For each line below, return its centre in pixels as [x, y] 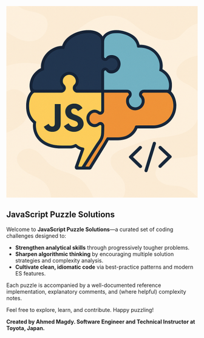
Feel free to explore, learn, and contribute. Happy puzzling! [80, 309]
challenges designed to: [36, 236]
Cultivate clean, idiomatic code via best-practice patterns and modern [104, 267]
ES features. [30, 273]
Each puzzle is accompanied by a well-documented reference [84, 285]
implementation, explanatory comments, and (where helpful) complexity [96, 291]
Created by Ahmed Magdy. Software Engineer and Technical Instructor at [101, 322]
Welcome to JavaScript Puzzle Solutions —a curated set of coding [90, 229]
